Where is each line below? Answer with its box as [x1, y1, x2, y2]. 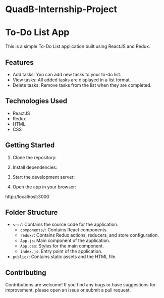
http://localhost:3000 [5, 193, 49, 200]
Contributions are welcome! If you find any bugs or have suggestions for [5, 282, 156, 288]
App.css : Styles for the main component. [20, 243, 104, 249]
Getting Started [5, 141, 55, 150]
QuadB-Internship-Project [5, 4, 118, 15]
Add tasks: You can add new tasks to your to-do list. [12, 71, 122, 77]
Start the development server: [12, 174, 75, 180]
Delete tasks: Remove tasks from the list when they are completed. [12, 82, 152, 88]
